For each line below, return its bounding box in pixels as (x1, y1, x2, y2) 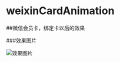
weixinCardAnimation (6, 4, 115, 18)
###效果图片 (6, 37, 37, 44)
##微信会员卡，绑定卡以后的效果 (6, 24, 85, 31)
